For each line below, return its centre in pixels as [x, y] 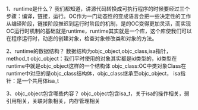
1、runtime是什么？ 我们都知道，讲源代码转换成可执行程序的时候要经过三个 [98, 9]
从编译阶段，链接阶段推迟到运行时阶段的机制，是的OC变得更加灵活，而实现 [99, 23]
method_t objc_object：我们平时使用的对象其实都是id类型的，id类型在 [92, 59]
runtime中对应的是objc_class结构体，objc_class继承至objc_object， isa [93, 73]
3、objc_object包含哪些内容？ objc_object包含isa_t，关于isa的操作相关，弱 [98, 93]
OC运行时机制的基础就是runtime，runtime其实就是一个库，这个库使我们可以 [99, 31]
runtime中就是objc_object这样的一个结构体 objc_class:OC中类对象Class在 [96, 66]
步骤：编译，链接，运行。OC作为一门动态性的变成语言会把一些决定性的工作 [99, 16]
